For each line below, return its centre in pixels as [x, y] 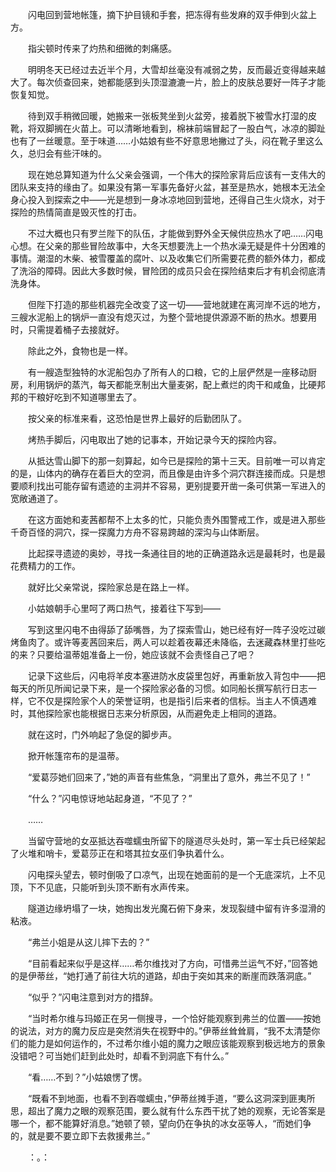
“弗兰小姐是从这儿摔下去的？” [88, 942]
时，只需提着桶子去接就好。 [67, 329]
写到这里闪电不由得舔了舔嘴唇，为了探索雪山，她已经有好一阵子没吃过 [172, 629]
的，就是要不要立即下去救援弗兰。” [80, 1136]
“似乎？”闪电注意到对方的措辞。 [93, 997]
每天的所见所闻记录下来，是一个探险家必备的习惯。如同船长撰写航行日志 [159, 688]
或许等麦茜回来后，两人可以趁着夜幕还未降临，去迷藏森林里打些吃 [189, 642]
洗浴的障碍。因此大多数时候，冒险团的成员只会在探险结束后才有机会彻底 [167, 271]
